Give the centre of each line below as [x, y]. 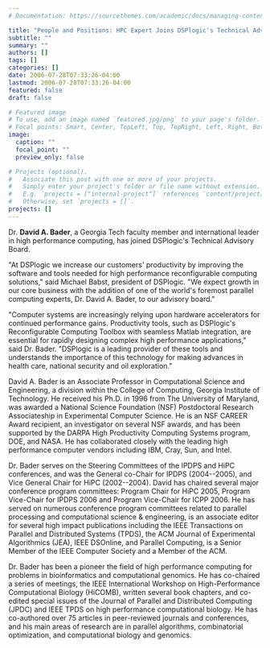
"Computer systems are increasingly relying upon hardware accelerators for [134, 314]
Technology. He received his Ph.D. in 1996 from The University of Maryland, [134, 398]
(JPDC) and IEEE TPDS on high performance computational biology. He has [133, 609]
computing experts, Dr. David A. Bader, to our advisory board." [112, 299]
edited [19, 601]
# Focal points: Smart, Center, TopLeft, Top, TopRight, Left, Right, [129, 127]
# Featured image [37, 112]
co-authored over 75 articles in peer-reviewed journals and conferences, [129, 617]
